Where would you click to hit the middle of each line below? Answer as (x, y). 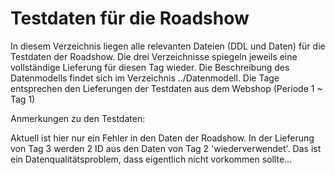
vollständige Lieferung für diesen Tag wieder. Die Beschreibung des (150, 67)
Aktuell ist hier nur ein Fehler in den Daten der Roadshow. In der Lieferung (162, 138)
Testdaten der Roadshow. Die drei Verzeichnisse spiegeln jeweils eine (154, 56)
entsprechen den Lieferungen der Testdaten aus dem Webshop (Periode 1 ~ (166, 88)
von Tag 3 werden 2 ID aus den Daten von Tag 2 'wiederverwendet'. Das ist (166, 148)
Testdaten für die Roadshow (130, 18)
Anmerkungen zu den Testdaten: (78, 118)
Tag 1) (23, 99)
